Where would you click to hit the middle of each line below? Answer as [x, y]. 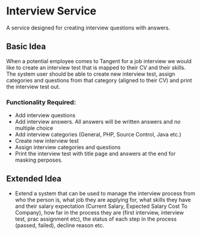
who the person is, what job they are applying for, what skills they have [103, 200]
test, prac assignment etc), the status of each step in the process [96, 219]
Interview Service [51, 11]
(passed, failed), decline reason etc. [60, 225]
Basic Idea [26, 47]
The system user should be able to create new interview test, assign [91, 74]
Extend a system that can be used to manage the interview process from [105, 193]
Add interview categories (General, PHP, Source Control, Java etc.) [98, 135]
